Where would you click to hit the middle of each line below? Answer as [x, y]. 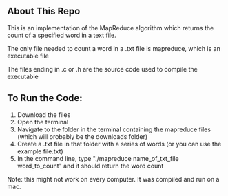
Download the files [44, 115]
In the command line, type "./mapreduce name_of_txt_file [98, 158]
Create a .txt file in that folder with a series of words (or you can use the [119, 144]
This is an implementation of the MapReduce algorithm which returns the [111, 28]
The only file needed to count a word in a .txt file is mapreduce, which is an [114, 48]
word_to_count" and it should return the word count [90, 166]
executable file [28, 56]
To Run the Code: [45, 98]
